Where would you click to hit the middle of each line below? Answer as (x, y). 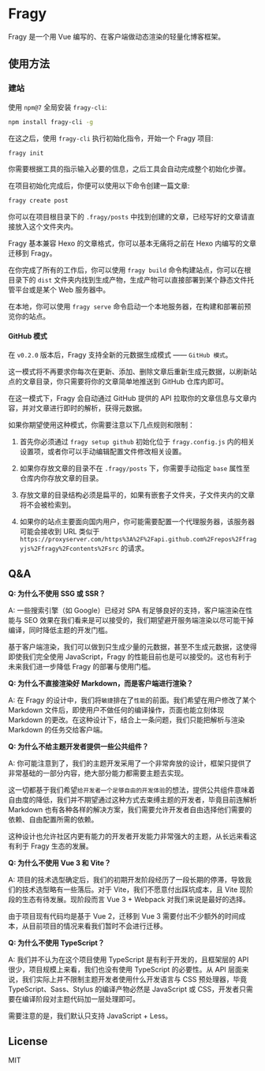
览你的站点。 (29, 316)
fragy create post (38, 201)
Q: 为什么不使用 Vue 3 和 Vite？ (60, 863)
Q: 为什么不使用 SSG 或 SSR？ (57, 594)
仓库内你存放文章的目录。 (61, 478)
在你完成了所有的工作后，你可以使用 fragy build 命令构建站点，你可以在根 (130, 270)
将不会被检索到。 (47, 505)
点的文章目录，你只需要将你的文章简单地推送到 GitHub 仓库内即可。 (118, 382)
